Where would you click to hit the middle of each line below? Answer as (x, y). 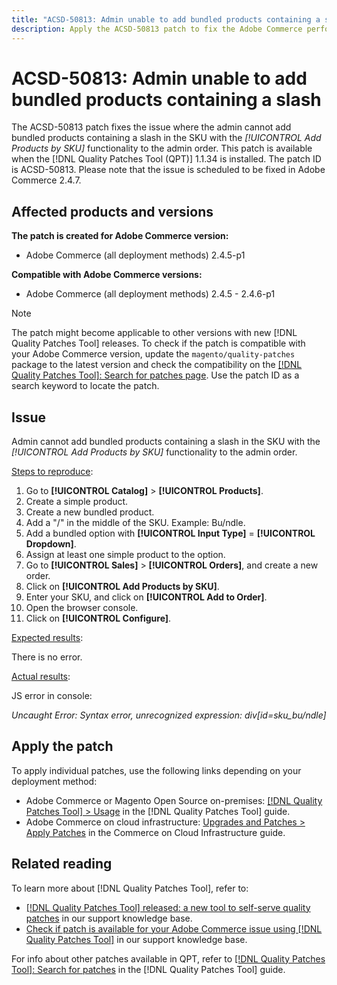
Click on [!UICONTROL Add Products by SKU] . (122, 587)
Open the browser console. (82, 608)
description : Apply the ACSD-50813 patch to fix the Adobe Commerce (157, 29)
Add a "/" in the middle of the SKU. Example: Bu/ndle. (135, 523)
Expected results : (47, 638)
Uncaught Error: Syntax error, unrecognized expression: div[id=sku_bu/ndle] (169, 715)
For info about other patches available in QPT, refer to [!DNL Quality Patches (168, 958)
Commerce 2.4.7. (46, 180)
